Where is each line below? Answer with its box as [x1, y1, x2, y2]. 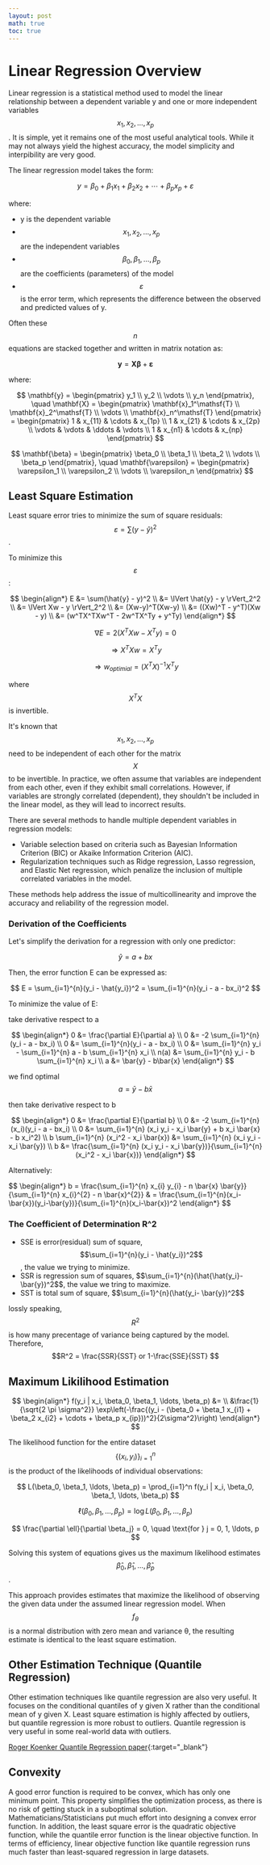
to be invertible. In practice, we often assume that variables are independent [8, 774, 262, 784]
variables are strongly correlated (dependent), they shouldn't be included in [8, 791, 260, 801]
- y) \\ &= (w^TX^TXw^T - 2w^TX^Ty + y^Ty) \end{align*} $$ [35, 610, 236, 620]
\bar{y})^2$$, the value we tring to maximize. [19, 1279, 171, 1289]
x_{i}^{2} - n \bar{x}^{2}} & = [61, 1190, 157, 1200]
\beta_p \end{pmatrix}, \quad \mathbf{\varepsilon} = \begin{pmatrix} [21, 457, 250, 467]
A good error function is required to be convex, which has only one [8, 1787, 231, 1796]
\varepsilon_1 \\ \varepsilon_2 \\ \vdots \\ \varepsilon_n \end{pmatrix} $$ [17, 466, 254, 476]
